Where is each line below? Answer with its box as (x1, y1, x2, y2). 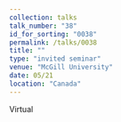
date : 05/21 (9, 71, 53, 80)
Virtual (9, 103, 34, 114)
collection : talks (9, 12, 77, 22)
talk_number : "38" (9, 21, 77, 30)
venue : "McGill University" (9, 63, 114, 72)
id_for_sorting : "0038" (9, 29, 98, 38)
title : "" (9, 46, 46, 55)
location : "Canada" (9, 79, 82, 88)
